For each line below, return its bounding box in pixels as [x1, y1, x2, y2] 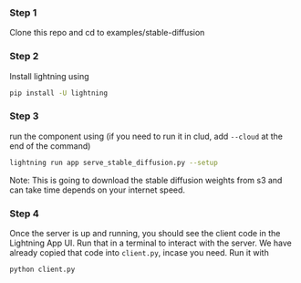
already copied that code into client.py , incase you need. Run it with [9, 246, 269, 257]
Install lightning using [9, 70, 89, 81]
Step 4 [9, 207, 39, 220]
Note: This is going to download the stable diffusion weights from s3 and [9, 174, 283, 185]
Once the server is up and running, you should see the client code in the [9, 227, 281, 238]
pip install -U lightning [9, 89, 108, 98]
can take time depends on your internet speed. [9, 184, 185, 195]
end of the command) [9, 140, 91, 152]
